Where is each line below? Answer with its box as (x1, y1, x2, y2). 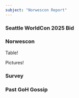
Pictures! (5, 59, 24, 65)
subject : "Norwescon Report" (5, 7, 67, 13)
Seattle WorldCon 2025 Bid (5, 24, 74, 31)
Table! (5, 50, 19, 56)
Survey (5, 72, 24, 79)
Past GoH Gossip (5, 86, 48, 93)
